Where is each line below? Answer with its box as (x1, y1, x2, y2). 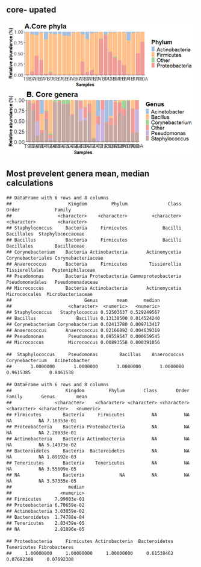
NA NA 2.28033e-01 (6, 430, 77, 436)
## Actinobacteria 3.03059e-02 (6, 508, 85, 514)
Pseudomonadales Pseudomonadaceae (6, 279, 98, 285)
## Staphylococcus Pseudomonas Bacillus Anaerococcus (6, 351, 185, 357)
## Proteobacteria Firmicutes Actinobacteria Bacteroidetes (6, 538, 173, 544)
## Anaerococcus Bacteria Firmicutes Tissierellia (6, 261, 182, 267)
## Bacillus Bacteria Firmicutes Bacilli (6, 237, 182, 243)
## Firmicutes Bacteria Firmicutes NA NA (6, 412, 190, 418)
